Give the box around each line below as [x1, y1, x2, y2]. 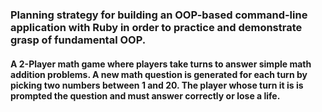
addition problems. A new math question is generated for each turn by [10, 68, 308, 80]
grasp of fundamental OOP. [10, 33, 147, 47]
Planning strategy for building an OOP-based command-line [10, 8, 308, 22]
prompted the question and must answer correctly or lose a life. [10, 89, 281, 102]
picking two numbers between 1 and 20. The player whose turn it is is [10, 79, 304, 91]
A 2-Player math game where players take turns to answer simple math [10, 58, 312, 70]
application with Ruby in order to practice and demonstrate [10, 20, 303, 34]
